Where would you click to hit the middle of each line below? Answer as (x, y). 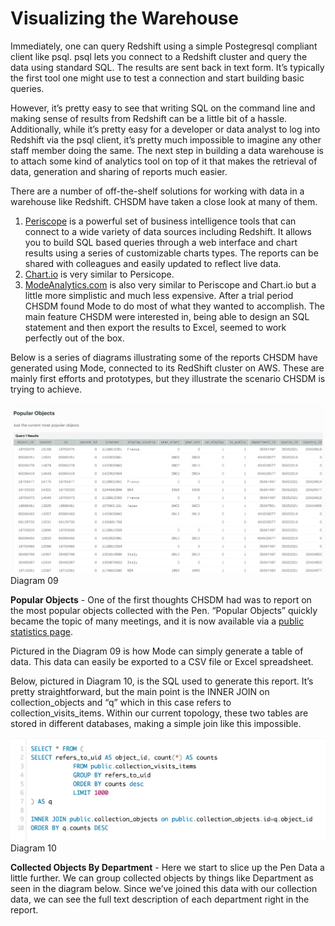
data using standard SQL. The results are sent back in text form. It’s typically (167, 67)
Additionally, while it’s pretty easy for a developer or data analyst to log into (165, 129)
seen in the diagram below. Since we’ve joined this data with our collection (164, 889)
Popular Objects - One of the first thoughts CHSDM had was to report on (161, 600)
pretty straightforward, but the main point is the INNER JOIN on (140, 692)
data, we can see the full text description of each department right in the (160, 899)
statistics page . (41, 632)
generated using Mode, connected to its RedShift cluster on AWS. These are (167, 368)
